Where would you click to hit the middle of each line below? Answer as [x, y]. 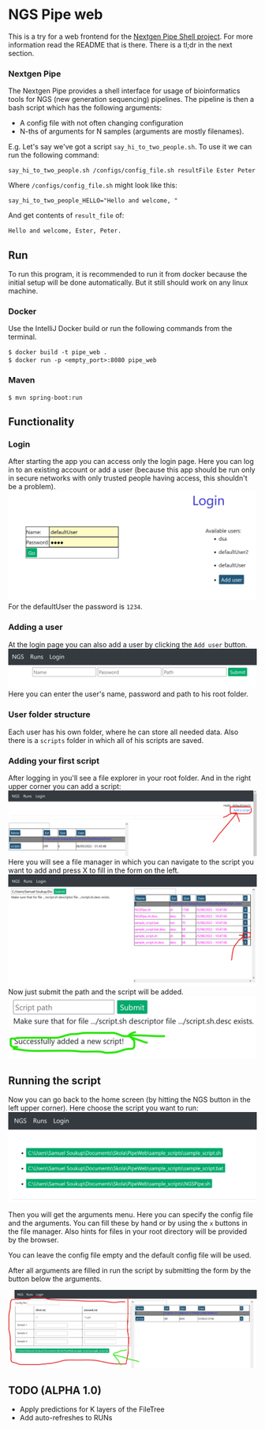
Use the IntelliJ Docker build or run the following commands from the [120, 329]
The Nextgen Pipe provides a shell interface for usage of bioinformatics [124, 91]
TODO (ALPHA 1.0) [55, 1390]
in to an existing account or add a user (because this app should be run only [132, 470]
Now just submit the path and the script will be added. [96, 992]
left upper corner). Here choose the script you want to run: [103, 1108]
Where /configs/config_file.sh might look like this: [93, 185]
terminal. [22, 337]
